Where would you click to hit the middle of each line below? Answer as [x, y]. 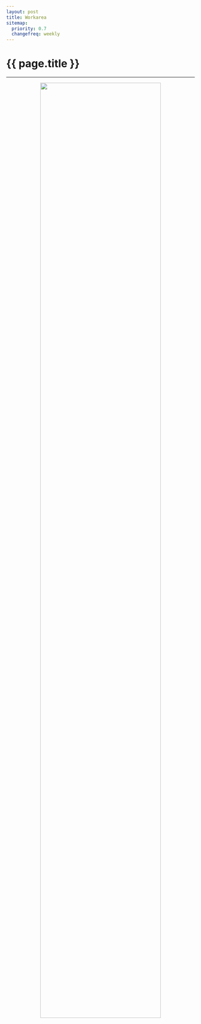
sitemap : [17, 23]
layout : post [22, 12]
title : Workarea [26, 17]
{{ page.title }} [43, 64]
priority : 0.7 [29, 28]
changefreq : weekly [36, 34]
